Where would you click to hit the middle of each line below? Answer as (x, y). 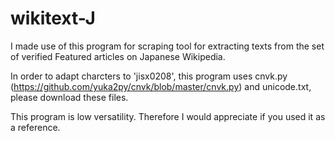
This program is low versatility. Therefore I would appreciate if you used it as (168, 116)
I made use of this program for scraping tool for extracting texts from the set (167, 46)
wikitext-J (53, 18)
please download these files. (69, 97)
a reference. (35, 127)
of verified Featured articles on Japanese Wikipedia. (118, 56)
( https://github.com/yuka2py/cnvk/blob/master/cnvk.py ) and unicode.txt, (161, 86)
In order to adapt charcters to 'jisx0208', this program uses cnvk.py (149, 76)
